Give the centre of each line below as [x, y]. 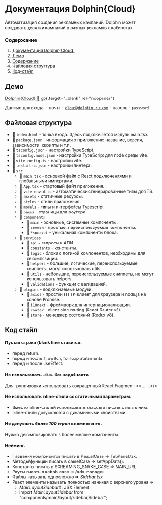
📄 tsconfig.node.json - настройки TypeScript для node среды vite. [80, 155]
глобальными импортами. [46, 181]
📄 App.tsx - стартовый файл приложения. [62, 186]
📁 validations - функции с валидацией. [67, 284]
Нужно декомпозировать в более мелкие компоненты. [62, 435]
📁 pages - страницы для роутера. [53, 212]
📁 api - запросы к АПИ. [50, 243]
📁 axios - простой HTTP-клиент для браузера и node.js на [86, 294]
